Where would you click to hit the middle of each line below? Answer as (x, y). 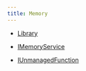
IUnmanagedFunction (48, 60)
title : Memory (28, 13)
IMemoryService (41, 46)
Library (27, 33)
